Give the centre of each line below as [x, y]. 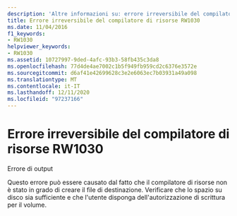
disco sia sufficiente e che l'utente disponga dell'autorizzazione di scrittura [116, 197]
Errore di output [30, 168]
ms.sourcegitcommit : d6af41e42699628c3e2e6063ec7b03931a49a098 [102, 73]
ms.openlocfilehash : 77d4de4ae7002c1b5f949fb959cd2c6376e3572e [102, 66]
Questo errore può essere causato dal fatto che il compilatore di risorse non [117, 182]
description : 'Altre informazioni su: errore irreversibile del [104, 14]
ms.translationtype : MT [42, 79]
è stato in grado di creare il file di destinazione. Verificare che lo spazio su [115, 190]
